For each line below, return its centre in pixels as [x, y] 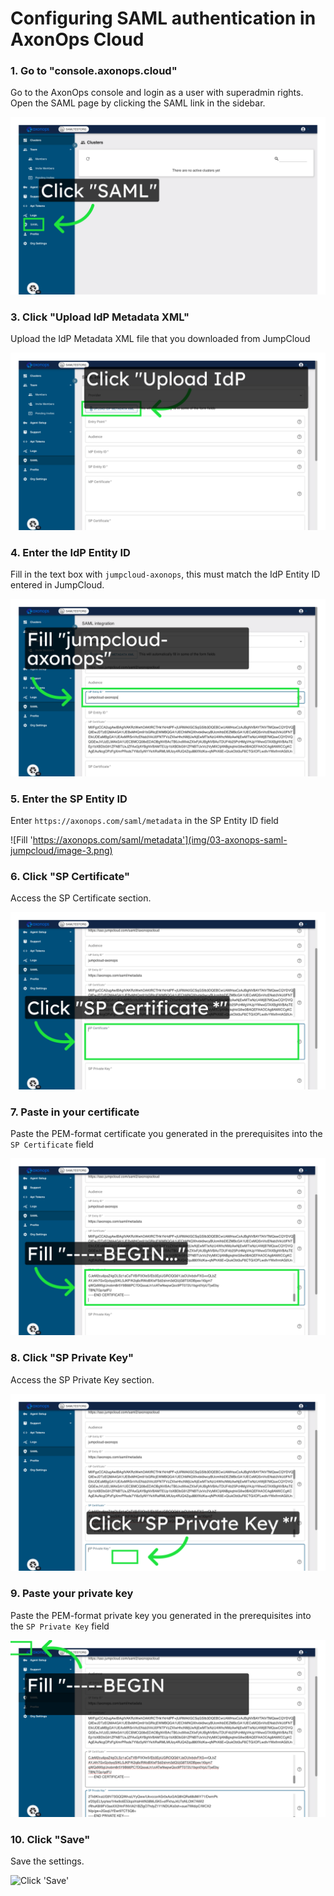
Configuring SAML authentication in [163, 18]
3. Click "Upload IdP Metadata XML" [100, 317]
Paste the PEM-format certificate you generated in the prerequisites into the [166, 1133]
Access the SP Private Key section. [82, 1379]
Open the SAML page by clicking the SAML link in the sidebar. [138, 103]
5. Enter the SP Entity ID [69, 799]
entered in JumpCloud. [57, 585]
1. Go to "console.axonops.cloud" [94, 71]
